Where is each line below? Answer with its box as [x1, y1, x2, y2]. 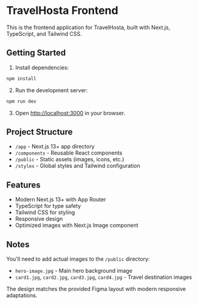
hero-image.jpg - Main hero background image [15, 267, 132, 274]
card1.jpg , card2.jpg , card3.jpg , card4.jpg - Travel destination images [15, 273, 193, 281]
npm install [6, 75, 36, 82]
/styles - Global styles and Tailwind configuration [15, 162, 141, 170]
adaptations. [6, 292, 38, 299]
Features [6, 179, 41, 190]
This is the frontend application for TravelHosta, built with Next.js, [6, 24, 171, 31]
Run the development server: [15, 86, 88, 94]
